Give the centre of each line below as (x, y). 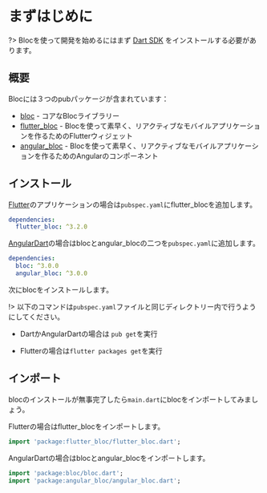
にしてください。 (36, 317)
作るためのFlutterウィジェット (84, 135)
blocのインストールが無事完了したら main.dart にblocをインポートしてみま (130, 399)
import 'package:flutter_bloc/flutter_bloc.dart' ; (95, 442)
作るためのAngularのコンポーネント (100, 156)
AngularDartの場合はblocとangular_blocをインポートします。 (109, 458)
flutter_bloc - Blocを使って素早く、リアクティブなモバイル (116, 126)
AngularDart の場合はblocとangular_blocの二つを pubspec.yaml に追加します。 (134, 243)
